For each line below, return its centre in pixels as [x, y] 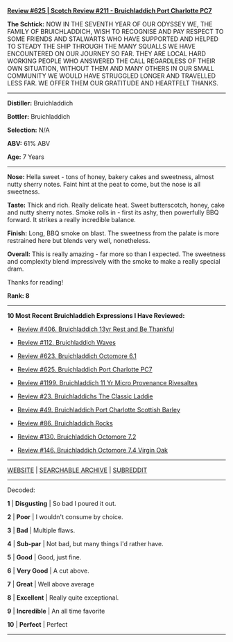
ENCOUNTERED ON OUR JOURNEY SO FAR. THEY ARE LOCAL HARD [107, 53]
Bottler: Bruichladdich [39, 117]
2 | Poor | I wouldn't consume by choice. [65, 517]
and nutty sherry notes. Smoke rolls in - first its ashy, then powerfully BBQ [113, 212]
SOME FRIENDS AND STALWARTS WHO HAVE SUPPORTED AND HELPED [113, 39]
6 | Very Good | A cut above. [48, 571]
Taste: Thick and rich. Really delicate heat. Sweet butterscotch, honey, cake [116, 205]
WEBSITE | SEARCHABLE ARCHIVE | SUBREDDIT [77, 470]
